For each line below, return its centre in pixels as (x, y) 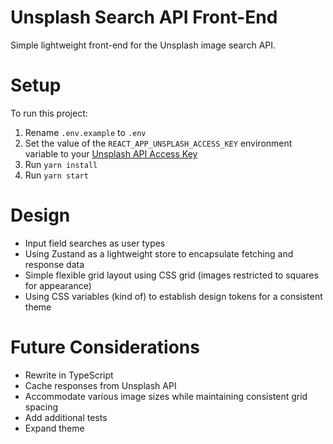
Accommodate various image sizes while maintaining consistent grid (166, 396)
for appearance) (58, 285)
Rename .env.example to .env (85, 132)
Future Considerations (105, 347)
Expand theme (54, 428)
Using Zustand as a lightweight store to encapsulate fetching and (159, 253)
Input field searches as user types (95, 243)
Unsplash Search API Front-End (144, 17)
